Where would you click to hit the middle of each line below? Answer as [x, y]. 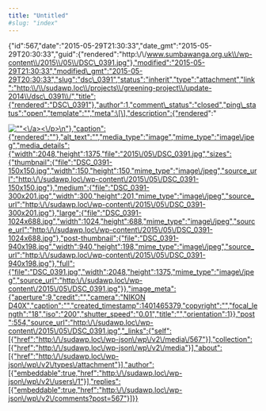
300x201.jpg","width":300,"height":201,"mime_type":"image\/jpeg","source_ [131, 196]
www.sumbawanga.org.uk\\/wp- [199, 54]
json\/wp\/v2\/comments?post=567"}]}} [73, 398]
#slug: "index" [33, 23]
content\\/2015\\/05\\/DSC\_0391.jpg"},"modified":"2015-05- [107, 62]
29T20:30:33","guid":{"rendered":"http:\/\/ [78, 54]
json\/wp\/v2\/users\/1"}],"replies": [65, 381]
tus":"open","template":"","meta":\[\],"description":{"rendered [108, 113]
